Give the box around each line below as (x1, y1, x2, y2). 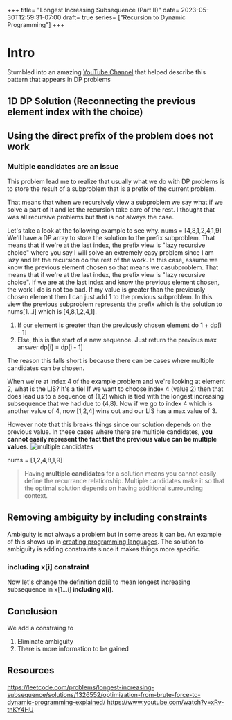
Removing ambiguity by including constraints (7, 512, 208, 524)
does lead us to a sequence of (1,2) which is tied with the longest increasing (7, 392, 224, 401)
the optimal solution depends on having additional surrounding (24, 484, 203, 492)
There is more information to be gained (17, 644, 130, 653)
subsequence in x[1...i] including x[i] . (7, 585, 114, 594)
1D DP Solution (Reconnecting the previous (7, 95, 196, 107)
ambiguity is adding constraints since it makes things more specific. (7, 544, 201, 553)
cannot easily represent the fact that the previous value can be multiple (7, 435, 217, 444)
